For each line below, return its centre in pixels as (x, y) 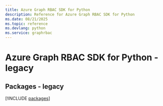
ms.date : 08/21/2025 (27, 19)
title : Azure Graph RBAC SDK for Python (48, 10)
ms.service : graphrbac (29, 33)
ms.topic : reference (27, 24)
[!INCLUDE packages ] (28, 98)
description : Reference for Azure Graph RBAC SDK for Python (70, 14)
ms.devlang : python (25, 28)
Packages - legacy (34, 86)
